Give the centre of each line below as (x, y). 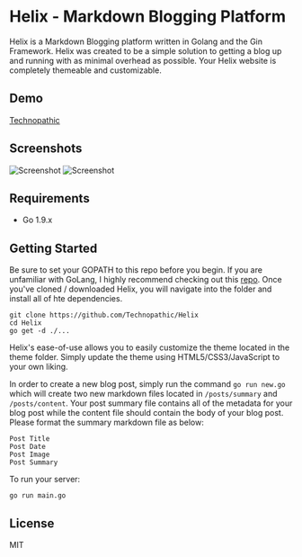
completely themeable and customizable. (85, 70)
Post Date (28, 447)
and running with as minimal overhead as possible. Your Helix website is (143, 60)
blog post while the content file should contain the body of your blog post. (147, 413)
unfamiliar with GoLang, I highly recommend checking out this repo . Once (146, 280)
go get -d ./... (40, 331)
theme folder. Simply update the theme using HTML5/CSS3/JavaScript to (145, 357)
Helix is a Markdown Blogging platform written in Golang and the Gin (136, 41)
